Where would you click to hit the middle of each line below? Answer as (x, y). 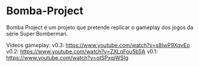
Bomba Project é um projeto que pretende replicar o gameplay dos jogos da (100, 27)
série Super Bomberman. (37, 33)
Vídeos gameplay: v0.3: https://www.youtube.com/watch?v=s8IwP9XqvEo (98, 45)
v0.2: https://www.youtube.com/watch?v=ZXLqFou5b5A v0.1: (82, 51)
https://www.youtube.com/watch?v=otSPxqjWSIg (67, 58)
